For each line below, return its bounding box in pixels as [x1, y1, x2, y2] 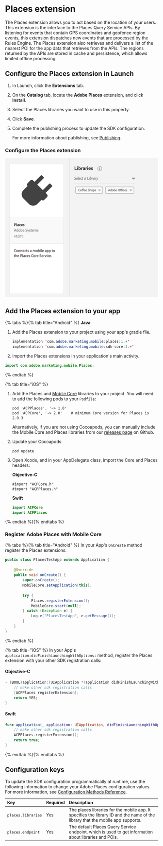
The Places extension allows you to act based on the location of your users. [5, 19, 157, 25]
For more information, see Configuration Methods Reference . [5, 789, 127, 795]
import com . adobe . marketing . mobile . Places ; [5, 363, 95, 368]
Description [68, 800, 93, 806]
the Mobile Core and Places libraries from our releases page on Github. [12, 429, 154, 435]
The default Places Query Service [68, 824, 136, 829]
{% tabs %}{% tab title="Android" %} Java [5, 320, 91, 326]
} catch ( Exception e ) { [22, 609, 73, 613]
